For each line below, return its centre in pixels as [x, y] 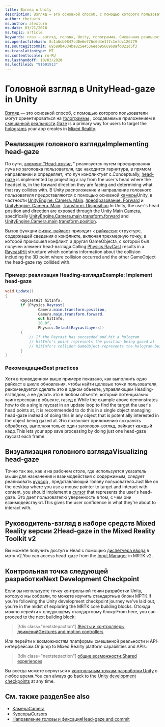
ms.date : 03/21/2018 [26, 28]
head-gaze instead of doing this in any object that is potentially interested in [82, 415]
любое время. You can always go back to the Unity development [71, 676]
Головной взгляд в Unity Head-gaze [80, 89]
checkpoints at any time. [30, 681]
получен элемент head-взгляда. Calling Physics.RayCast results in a [75, 246]
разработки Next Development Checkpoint [72, 579]
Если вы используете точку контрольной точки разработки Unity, [74, 591]
